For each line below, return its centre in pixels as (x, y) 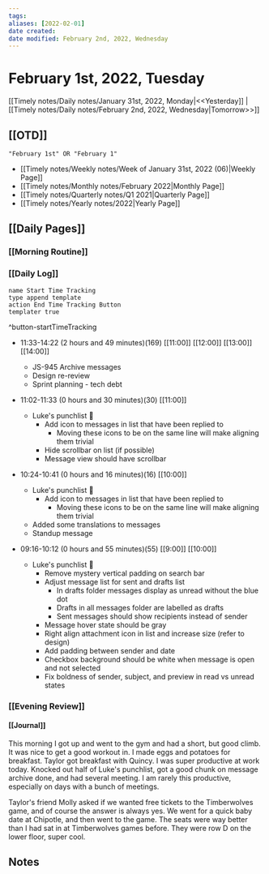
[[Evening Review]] (47, 706)
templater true (34, 312)
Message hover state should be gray (105, 624)
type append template (45, 298)
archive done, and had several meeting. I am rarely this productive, (120, 778)
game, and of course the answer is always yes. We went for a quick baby (130, 811)
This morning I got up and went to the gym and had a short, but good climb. (134, 743)
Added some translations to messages (96, 525)
